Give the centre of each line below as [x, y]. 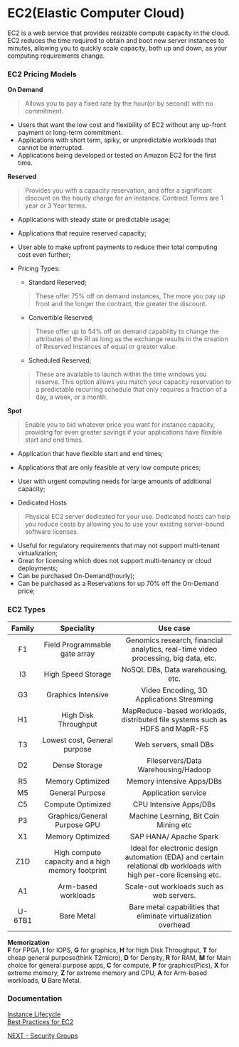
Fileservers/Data [175, 760]
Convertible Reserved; [61, 318]
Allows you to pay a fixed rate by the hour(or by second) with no [119, 103]
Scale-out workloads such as [174, 886]
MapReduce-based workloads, [174, 710]
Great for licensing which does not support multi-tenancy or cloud [115, 561]
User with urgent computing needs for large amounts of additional [115, 481]
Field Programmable [78, 644]
